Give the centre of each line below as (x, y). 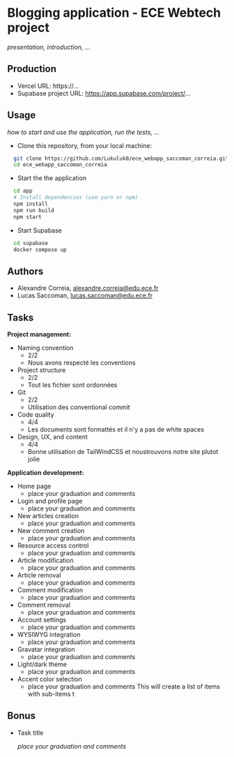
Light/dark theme (42, 664)
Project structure (41, 370)
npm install (31, 204)
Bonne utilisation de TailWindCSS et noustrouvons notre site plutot (123, 452)
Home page (34, 486)
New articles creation (48, 516)
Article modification (46, 561)
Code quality (36, 415)
